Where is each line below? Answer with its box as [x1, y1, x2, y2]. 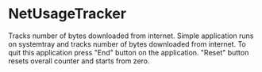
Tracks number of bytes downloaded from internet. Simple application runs [8, 31, 254, 40]
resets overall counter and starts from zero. [8, 56, 150, 66]
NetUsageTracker [8, 5, 127, 23]
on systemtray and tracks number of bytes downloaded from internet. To [8, 39, 246, 48]
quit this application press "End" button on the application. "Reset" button [8, 47, 249, 57]
